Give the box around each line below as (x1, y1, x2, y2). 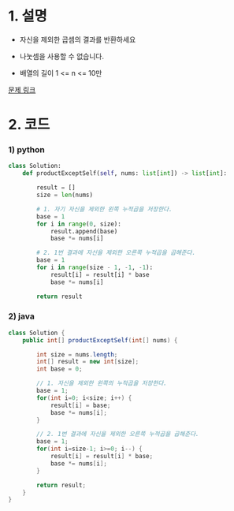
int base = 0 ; (36, 365, 83, 373)
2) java (8, 311, 35, 322)
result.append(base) (50, 227, 118, 235)
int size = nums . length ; (36, 350, 118, 359)
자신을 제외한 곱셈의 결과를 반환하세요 (19, 35, 136, 44)
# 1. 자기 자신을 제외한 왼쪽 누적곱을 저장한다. (36, 205, 173, 213)
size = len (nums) (36, 191, 93, 200)
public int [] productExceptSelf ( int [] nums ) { (22, 336, 178, 344)
